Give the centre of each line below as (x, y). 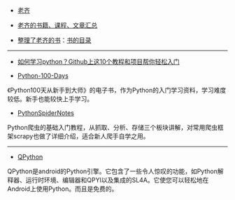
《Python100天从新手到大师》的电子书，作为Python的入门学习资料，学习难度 (117, 90)
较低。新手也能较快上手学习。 (50, 99)
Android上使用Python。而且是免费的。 (63, 189)
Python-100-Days (43, 75)
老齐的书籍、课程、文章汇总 (57, 25)
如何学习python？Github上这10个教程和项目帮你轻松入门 (98, 61)
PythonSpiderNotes (46, 113)
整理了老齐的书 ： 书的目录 (54, 40)
